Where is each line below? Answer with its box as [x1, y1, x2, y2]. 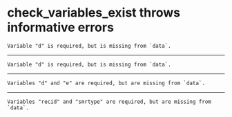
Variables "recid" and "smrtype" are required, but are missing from [7, 98, 212, 105]
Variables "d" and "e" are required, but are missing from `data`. [7, 80, 206, 87]
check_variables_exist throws [7, 5, 181, 21]
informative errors [7, 19, 114, 35]
